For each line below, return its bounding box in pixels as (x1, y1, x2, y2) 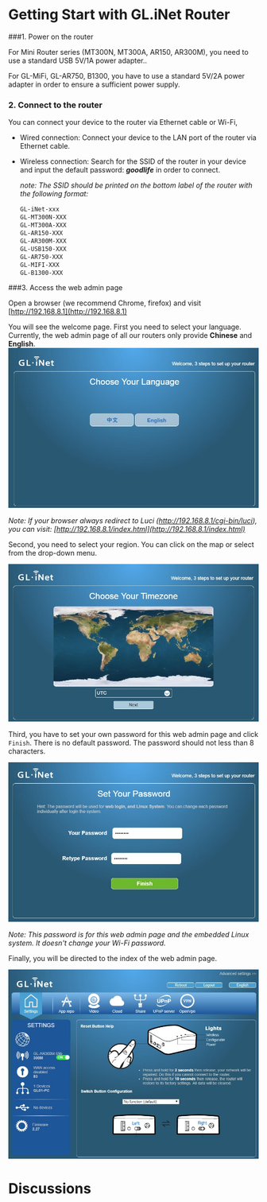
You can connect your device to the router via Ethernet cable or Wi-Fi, (8, 118, 238, 127)
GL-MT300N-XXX (19, 213, 67, 222)
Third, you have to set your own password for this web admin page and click (8, 729, 259, 739)
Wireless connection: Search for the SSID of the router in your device (19, 157, 246, 166)
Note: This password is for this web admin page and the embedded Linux (8, 929, 250, 939)
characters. (8, 746, 46, 756)
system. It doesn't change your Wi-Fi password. (8, 938, 166, 948)
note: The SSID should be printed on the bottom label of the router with (19, 180, 253, 190)
